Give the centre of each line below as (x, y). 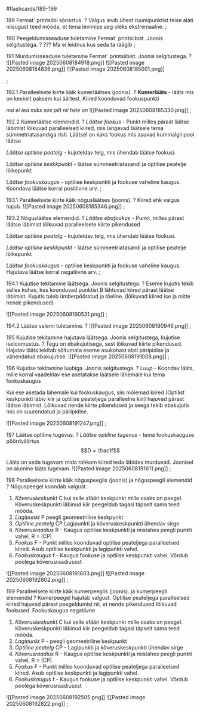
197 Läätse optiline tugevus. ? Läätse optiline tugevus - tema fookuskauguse (100, 435)
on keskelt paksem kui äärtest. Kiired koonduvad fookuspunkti (83, 99)
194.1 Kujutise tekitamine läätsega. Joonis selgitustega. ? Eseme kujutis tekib (100, 283)
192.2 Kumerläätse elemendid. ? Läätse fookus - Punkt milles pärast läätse (98, 122)
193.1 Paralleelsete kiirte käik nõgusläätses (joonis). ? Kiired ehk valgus (93, 200)
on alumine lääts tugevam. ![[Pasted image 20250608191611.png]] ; (89, 469)
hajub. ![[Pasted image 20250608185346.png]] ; (66, 206)
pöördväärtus (23, 441)
